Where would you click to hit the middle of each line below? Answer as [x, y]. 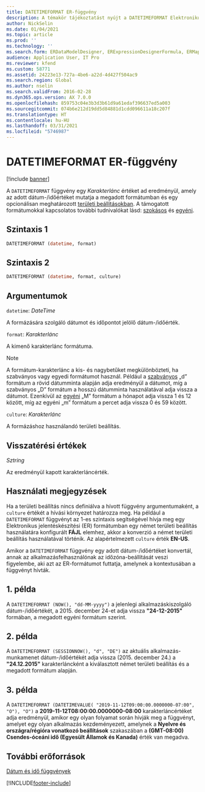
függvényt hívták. [28, 570]
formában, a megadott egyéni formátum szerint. [67, 617]
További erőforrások [46, 756]
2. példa [22, 636]
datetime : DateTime [31, 311]
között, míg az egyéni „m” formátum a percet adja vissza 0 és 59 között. [97, 402]
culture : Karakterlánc [34, 415]
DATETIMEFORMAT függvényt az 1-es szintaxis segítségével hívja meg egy [95, 519]
